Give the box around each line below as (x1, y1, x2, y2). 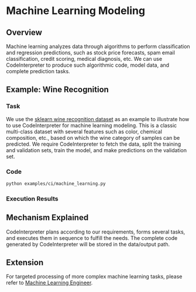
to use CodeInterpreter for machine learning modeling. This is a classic (6, 122, 177, 129)
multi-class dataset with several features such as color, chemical (6, 128, 163, 135)
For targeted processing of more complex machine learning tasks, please (6, 273, 183, 280)
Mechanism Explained (6, 212, 89, 223)
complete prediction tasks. (6, 68, 70, 74)
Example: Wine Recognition (6, 85, 109, 95)
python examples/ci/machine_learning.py (6, 180, 106, 187)
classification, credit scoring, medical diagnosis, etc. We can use (6, 56, 163, 62)
